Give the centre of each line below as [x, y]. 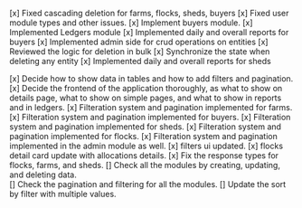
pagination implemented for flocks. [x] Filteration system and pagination [143, 136]
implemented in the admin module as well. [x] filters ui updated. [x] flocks [146, 146]
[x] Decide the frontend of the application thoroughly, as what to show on [146, 88]
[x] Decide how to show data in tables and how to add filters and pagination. [151, 79]
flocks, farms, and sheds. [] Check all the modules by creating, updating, [145, 165]
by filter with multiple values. [63, 194]
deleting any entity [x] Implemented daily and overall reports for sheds [140, 61]
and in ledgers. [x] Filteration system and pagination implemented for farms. [151, 107]
